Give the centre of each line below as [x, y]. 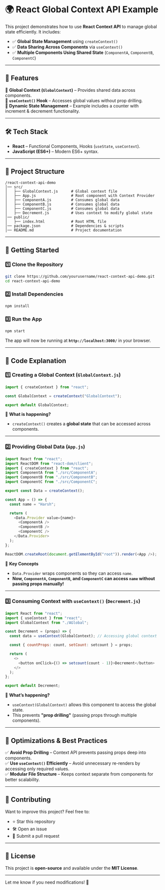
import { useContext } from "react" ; [44, 618]
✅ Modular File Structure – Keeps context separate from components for [79, 774]
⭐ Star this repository [34, 821]
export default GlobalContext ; [37, 405]
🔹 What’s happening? [27, 695]
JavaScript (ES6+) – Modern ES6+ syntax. [55, 151]
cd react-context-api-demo [33, 281]
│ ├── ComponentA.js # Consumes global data [62, 200]
